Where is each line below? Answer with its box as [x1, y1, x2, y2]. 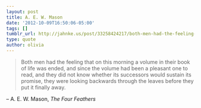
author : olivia [6, 42, 44, 48]
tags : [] [6, 25, 28, 32]
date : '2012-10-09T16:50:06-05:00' [6, 20, 95, 26]
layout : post [6, 8, 39, 15]
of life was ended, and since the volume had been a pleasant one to [20, 64, 188, 72]
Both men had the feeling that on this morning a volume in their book [20, 58, 190, 66]
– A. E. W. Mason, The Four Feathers [6, 95, 96, 102]
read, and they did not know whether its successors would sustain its [20, 71, 191, 78]
